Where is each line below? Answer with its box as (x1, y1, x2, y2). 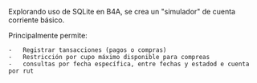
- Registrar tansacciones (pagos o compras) (8, 46, 167, 54)
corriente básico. (8, 15, 65, 25)
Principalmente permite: (8, 31, 88, 40)
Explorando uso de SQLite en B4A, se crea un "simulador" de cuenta (8, 7, 235, 16)
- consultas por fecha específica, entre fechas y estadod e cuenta (8, 60, 250, 68)
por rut (8, 67, 35, 75)
